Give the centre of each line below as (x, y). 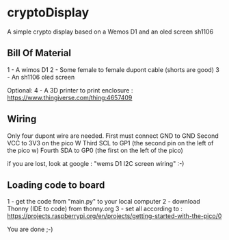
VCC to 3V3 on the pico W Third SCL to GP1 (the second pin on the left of (110, 143)
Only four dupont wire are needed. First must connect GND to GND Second (113, 136)
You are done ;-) (30, 229)
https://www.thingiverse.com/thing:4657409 (70, 97)
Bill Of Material (39, 53)
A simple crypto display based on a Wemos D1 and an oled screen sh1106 (110, 32)
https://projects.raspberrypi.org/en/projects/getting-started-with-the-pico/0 (114, 216)
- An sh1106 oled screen (41, 77)
